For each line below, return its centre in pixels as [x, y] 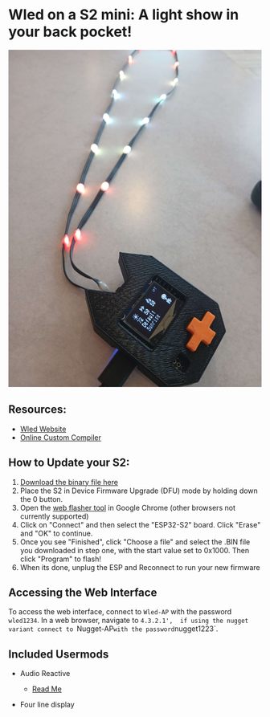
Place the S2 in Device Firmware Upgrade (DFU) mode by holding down [139, 491]
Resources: [37, 410]
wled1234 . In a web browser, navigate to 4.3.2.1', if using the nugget [129, 621]
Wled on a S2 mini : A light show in [124, 15]
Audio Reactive [45, 674]
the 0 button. [41, 499]
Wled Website [43, 429]
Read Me [47, 689]
